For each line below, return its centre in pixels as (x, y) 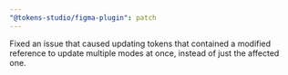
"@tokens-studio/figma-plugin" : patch (83, 18)
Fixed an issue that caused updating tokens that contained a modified (140, 43)
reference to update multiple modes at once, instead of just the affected (144, 53)
